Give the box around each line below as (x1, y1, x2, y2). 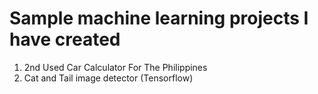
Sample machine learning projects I (9, 7, 309, 30)
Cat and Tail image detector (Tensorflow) (23, 72, 194, 84)
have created (9, 28, 121, 51)
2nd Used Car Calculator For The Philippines (23, 61, 208, 73)
